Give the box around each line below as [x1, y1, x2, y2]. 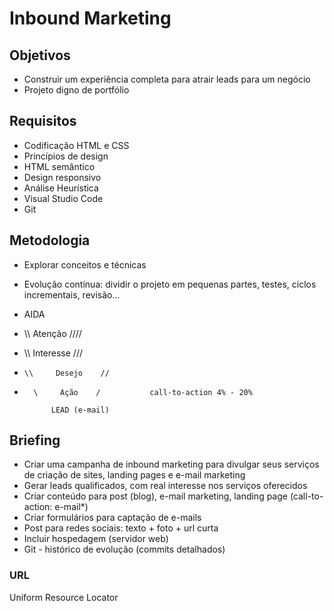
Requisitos [9, 113, 77, 130]
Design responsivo [23, 171, 102, 183]
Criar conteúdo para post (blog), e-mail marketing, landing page [23, 490, 288, 502]
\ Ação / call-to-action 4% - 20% [33, 387, 253, 397]
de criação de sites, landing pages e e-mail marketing [23, 469, 246, 481]
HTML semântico [23, 160, 96, 172]
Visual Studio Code [23, 192, 104, 204]
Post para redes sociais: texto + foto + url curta [23, 522, 219, 534]
